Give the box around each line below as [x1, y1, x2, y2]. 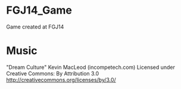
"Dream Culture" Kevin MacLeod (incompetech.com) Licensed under [6, 63, 176, 71]
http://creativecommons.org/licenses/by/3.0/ [6, 76, 116, 83]
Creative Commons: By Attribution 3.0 [6, 69, 99, 77]
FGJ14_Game [6, 4, 73, 17]
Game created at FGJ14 [6, 23, 64, 30]
